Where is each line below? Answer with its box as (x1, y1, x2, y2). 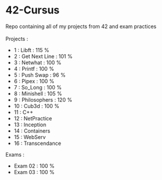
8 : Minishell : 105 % (13, 90, 62, 97)
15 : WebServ (13, 133, 46, 140)
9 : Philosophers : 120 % (13, 96, 72, 103)
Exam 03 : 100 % (13, 168, 55, 175)
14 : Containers (13, 127, 51, 134)
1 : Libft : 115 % (13, 46, 50, 53)
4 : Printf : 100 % (13, 65, 55, 72)
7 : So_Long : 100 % (13, 84, 62, 91)
